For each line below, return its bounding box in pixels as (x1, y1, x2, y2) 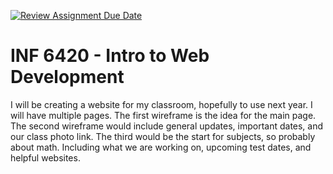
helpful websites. (10, 151, 81, 164)
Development (10, 66, 125, 89)
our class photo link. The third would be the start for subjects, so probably (10, 130, 316, 142)
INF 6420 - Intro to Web (10, 45, 210, 67)
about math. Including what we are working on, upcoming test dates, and (10, 141, 312, 153)
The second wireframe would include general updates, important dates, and (10, 120, 324, 132)
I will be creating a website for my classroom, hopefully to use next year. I (10, 98, 313, 110)
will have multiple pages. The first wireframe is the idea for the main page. (10, 109, 317, 121)
